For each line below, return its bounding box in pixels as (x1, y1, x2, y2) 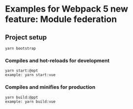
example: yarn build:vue (5, 99, 56, 104)
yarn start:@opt (5, 68, 38, 73)
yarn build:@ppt (5, 95, 38, 100)
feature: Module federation (5, 14, 117, 25)
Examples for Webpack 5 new (5, 3, 129, 15)
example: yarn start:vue (5, 73, 56, 77)
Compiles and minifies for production (5, 84, 95, 91)
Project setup (5, 33, 47, 41)
